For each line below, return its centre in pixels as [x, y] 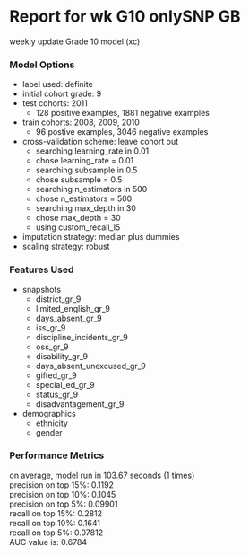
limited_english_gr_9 [73, 308]
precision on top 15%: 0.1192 [62, 485]
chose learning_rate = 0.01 [85, 161]
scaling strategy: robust [66, 247]
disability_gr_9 [61, 356]
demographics [49, 413]
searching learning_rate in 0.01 [92, 151]
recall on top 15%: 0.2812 [56, 513]
